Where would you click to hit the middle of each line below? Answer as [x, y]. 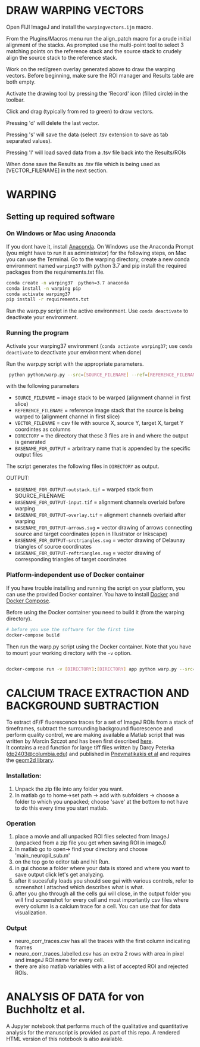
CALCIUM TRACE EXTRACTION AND [98, 693]
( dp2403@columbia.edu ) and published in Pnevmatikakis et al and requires [99, 754]
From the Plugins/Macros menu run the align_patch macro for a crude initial [99, 38]
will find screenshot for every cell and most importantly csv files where [102, 899]
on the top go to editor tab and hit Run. [62, 862]
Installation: [24, 776]
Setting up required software [60, 217]
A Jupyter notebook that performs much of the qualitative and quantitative [97, 1026]
